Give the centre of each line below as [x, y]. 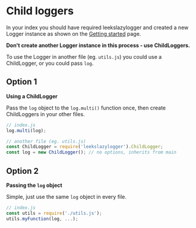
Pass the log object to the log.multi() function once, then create [86, 108]
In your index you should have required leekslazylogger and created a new [97, 27]
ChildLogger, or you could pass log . [50, 63]
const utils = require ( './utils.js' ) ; [54, 213]
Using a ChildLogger [32, 96]
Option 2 [22, 171]
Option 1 [22, 82]
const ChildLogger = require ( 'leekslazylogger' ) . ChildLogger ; [85, 147]
